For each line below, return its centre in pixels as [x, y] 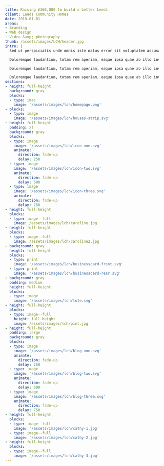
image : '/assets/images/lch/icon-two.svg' [58, 168]
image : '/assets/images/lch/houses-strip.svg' [62, 118]
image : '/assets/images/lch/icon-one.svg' [58, 146]
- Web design [18, 32]
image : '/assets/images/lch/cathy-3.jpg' [56, 456]
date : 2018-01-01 [23, 19]
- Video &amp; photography [32, 37]
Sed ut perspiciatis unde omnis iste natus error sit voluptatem [77, 51]
